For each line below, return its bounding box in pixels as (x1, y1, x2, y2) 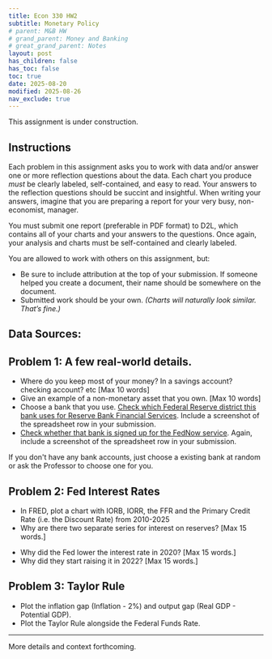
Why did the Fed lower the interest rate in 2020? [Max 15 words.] (19, 548, 236, 558)
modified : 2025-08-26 (8, 87, 82, 96)
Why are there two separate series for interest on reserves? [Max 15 (19, 524, 247, 533)
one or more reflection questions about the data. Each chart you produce (8, 171, 253, 181)
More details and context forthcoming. (8, 641, 137, 651)
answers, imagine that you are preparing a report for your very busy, (8, 196, 237, 207)
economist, (8, 205, 46, 215)
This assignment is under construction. (8, 117, 139, 126)
